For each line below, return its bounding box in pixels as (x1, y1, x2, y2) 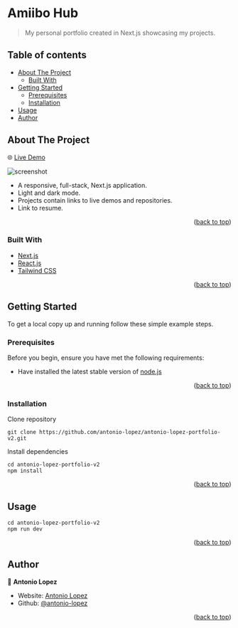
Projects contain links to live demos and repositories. (17, 196, 173, 204)
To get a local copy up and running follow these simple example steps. (7, 319, 214, 328)
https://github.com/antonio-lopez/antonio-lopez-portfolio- (38, 429, 221, 436)
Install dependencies (7, 447, 69, 456)
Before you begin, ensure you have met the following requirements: (7, 353, 205, 362)
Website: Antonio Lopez (17, 591, 88, 600)
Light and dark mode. (17, 188, 81, 197)
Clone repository (7, 415, 57, 424)
